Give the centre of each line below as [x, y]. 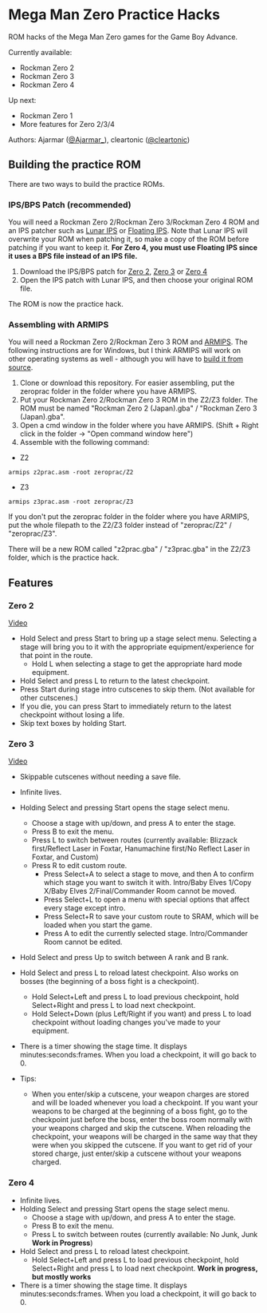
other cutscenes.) [49, 698]
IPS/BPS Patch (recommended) [70, 204]
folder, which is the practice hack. [64, 557]
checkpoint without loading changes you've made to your [126, 1022]
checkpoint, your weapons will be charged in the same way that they [144, 1136]
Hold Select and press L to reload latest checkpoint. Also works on [129, 973]
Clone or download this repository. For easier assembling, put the [127, 383]
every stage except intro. [84, 908]
